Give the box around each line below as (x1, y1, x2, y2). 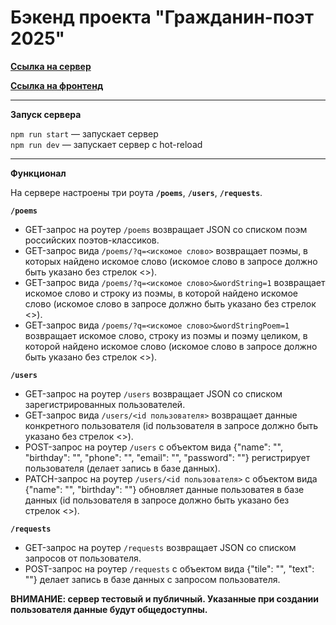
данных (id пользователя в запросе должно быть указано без (24, 494, 290, 506)
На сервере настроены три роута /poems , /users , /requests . (10, 186, 263, 198)
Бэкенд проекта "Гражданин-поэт (10, 6, 314, 29)
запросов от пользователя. (24, 552, 142, 564)
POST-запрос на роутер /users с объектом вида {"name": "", (24, 441, 284, 453)
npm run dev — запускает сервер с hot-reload (10, 138, 203, 150)
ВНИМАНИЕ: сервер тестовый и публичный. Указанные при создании (10, 592, 320, 605)
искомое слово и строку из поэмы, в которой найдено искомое (24, 287, 298, 299)
